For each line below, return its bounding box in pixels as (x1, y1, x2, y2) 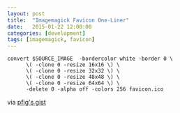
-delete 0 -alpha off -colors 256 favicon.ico (25, 86, 164, 93)
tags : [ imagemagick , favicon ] (7, 36, 96, 43)
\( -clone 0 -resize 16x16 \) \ (25, 61, 120, 68)
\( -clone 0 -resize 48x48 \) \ (25, 74, 120, 81)
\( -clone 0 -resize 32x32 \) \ (25, 68, 120, 75)
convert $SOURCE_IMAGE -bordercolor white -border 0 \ (7, 55, 173, 63)
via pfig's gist (7, 98, 47, 107)
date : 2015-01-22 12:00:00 (7, 23, 92, 30)
